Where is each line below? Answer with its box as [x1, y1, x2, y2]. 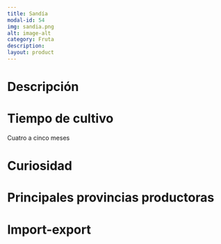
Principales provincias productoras [7, 190, 215, 206]
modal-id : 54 [7, 17, 45, 24]
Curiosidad [7, 158, 73, 174]
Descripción [7, 79, 79, 95]
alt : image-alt [7, 29, 51, 37]
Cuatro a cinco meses [7, 133, 70, 142]
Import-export [7, 222, 92, 237]
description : [7, 42, 45, 49]
